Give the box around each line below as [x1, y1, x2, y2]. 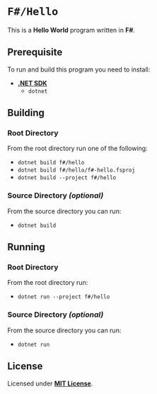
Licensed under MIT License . [7, 379, 93, 388]
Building [7, 107, 45, 119]
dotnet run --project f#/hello [17, 293, 110, 300]
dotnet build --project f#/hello [17, 174, 117, 181]
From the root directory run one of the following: [7, 144, 148, 153]
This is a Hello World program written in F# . [7, 26, 136, 34]
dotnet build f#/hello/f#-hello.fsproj [17, 167, 136, 174]
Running [7, 241, 46, 253]
